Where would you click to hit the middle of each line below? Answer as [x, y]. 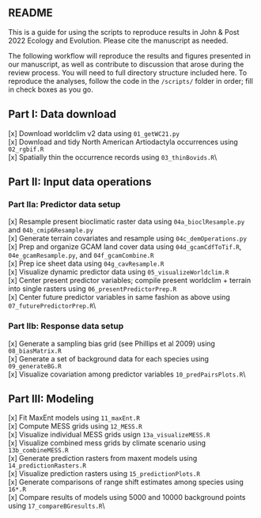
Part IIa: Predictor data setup [64, 204]
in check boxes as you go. [51, 89]
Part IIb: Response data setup [66, 326]
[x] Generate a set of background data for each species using [109, 358]
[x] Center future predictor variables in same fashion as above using [119, 297]
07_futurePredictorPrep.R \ [52, 306]
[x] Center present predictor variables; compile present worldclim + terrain [130, 281]
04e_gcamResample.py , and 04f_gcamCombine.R [81, 255]
